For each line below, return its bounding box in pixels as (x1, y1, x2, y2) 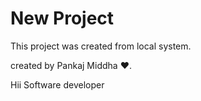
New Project (10, 7, 115, 30)
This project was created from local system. (10, 40, 192, 52)
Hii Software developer (10, 78, 105, 91)
